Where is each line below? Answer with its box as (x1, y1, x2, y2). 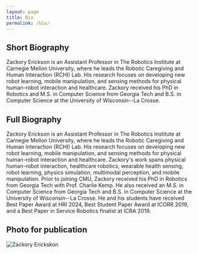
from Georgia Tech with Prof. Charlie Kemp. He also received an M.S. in (6, 182, 184, 189)
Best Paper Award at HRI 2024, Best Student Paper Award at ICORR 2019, (6, 201, 189, 208)
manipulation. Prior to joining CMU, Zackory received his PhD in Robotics (6, 176, 188, 182)
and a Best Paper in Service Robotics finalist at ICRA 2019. (6, 208, 152, 214)
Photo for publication (6, 224, 88, 235)
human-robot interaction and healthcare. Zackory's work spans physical (6, 156, 186, 163)
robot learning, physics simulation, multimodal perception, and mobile (6, 169, 180, 176)
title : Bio (6, 14, 34, 21)
